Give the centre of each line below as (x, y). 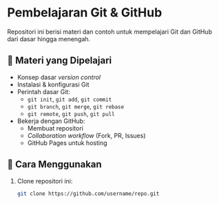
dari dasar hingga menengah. (49, 38)
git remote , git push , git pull (71, 113)
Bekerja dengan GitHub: (51, 121)
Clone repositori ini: (45, 181)
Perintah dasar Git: (43, 91)
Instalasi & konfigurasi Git (53, 84)
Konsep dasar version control (59, 77)
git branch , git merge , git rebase (76, 106)
